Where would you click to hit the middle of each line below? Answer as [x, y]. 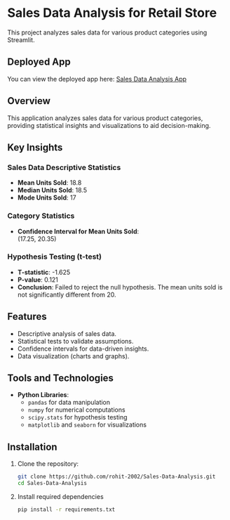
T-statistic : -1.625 [44, 272]
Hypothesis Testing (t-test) [54, 256]
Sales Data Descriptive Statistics [64, 167]
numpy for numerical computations [76, 410]
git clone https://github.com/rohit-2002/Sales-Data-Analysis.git [116, 477]
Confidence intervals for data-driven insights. [83, 349]
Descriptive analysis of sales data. [67, 333]
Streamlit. [21, 39]
